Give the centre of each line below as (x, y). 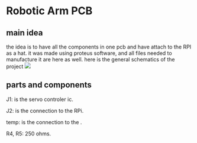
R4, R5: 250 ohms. (29, 134)
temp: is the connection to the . (44, 122)
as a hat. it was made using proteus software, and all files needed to (89, 53)
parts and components (49, 85)
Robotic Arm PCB (49, 11)
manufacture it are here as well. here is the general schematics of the (91, 59)
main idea (25, 33)
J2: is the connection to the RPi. (45, 110)
